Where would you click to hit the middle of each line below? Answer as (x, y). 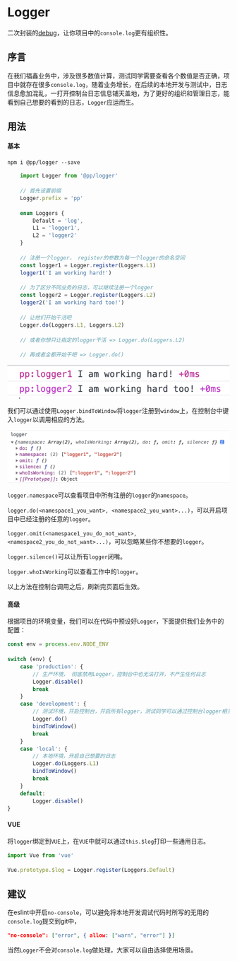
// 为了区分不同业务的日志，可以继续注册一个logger (87, 288)
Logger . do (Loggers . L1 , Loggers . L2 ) (72, 325)
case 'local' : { (44, 749)
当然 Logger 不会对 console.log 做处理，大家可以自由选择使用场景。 (102, 950)
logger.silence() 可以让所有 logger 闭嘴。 (67, 557)
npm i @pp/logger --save (44, 163)
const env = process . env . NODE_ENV (58, 644)
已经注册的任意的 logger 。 (57, 519)
